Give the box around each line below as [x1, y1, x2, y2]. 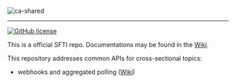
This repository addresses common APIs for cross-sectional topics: [7, 54, 202, 63]
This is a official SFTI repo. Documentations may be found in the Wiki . [7, 41, 209, 49]
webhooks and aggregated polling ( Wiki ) [17, 68, 136, 76]
